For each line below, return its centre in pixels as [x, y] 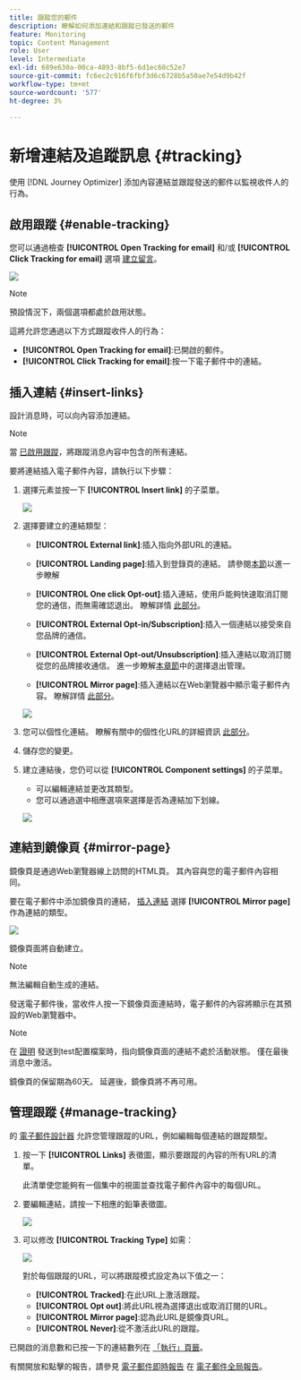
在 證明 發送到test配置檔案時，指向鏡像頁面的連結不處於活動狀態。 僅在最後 [149, 1051]
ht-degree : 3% [36, 101]
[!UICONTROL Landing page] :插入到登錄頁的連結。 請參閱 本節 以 [155, 563]
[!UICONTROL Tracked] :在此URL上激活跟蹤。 [120, 1294]
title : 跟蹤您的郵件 [43, 17]
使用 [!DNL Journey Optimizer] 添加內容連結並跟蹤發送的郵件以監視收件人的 [149, 182]
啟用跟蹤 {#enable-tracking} [90, 224]
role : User [30, 51]
